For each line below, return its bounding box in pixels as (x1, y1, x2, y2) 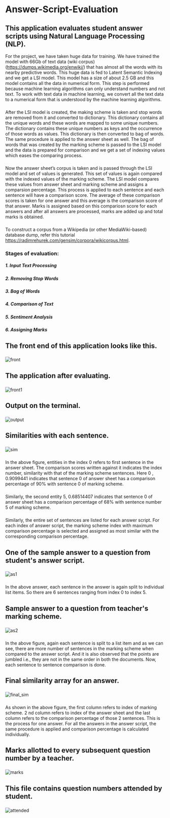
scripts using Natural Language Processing (5, 32, 145, 40)
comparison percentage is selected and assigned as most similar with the (5, 528, 159, 534)
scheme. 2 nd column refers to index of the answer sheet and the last (5, 710, 151, 716)
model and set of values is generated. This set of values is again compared (5, 170, 162, 177)
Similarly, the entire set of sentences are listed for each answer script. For (5, 517, 160, 523)
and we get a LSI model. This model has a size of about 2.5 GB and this (5, 75, 154, 81)
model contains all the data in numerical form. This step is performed (5, 80, 150, 86)
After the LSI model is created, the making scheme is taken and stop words (5, 109, 162, 115)
